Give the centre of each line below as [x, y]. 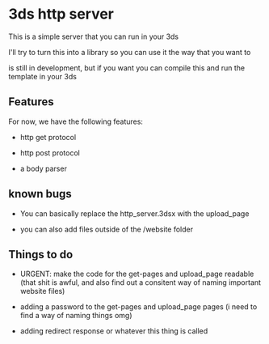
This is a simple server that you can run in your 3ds [94, 36]
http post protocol [50, 153]
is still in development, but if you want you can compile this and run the [126, 68]
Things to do [41, 255]
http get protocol [48, 137]
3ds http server [61, 14]
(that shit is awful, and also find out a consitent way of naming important [140, 282]
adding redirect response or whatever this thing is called [114, 331]
